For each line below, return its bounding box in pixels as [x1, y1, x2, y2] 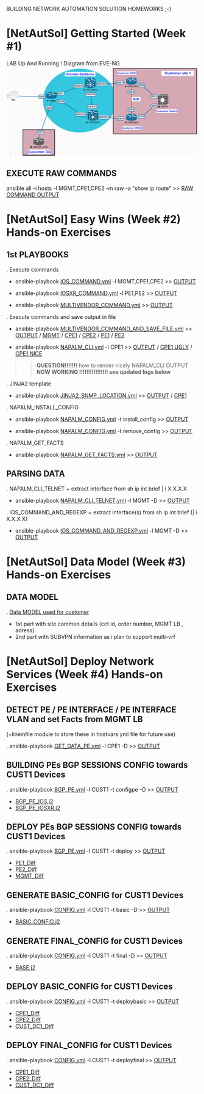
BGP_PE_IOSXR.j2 [15, 804, 61, 811]
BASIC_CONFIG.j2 [15, 918, 60, 925]
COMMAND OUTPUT [6, 191, 60, 198]
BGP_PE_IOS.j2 [15, 797, 54, 805]
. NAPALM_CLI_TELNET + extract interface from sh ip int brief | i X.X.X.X [6, 485, 188, 492]
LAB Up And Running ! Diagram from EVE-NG [6, 59, 121, 67]
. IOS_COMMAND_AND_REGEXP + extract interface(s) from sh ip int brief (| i [6, 508, 197, 516]
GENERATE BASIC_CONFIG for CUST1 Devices [6, 890, 184, 900]
